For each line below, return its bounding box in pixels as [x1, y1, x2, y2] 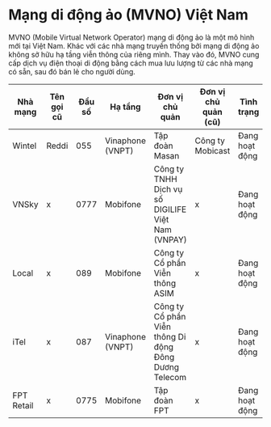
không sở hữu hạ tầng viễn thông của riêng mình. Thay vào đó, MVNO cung [8, 49, 260, 59]
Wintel [12, 140, 37, 151]
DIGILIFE [153, 204, 187, 215]
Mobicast [194, 145, 231, 156]
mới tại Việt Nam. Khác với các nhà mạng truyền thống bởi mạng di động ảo [8, 40, 260, 50]
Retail [12, 400, 34, 411]
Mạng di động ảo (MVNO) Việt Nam [8, 6, 248, 24]
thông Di [153, 331, 186, 342]
